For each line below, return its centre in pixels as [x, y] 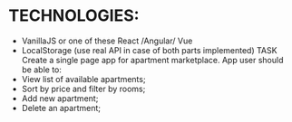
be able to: [42, 70]
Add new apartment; [60, 98]
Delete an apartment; [61, 108]
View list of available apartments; [83, 79]
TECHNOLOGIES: [74, 16]
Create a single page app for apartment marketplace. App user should [152, 60]
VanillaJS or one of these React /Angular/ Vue [107, 41]
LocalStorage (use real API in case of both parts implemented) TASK [149, 50]
